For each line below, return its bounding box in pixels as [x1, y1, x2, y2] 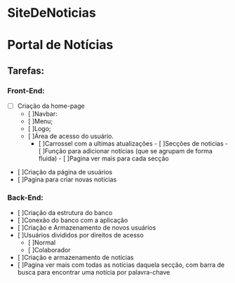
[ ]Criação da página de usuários [17, 168, 113, 177]
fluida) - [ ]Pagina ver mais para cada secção [38, 154, 170, 163]
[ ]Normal [27, 238, 56, 247]
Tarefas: [7, 64, 45, 76]
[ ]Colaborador [27, 246, 71, 254]
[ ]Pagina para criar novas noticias [17, 175, 117, 184]
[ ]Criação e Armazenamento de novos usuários [17, 223, 156, 232]
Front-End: [7, 85, 46, 95]
